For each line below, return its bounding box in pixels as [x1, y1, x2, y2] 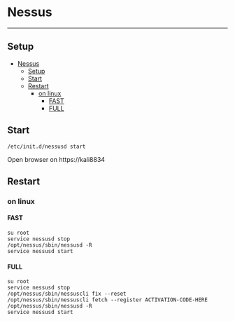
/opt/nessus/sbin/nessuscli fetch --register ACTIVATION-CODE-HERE [7, 296, 208, 303]
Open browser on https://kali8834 [7, 155, 106, 163]
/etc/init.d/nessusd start [7, 143, 86, 150]
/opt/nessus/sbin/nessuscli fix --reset [7, 290, 127, 298]
